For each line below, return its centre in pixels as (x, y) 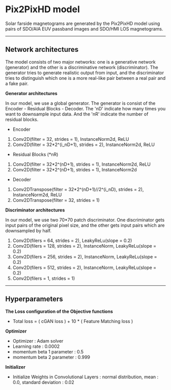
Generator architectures (31, 93)
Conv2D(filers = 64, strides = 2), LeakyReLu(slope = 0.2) (72, 241)
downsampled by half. (28, 230)
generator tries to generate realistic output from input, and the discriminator (85, 73)
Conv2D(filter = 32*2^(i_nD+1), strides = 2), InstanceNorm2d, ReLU (84, 144)
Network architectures (42, 50)
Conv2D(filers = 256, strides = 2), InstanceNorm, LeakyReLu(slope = (85, 257)
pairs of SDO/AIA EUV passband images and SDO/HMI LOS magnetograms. (84, 28)
